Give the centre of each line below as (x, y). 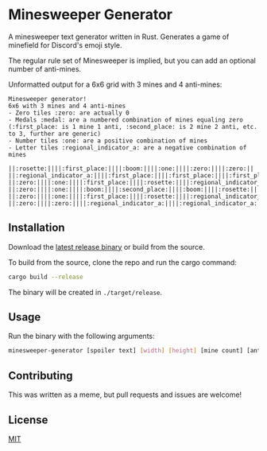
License (28, 420)
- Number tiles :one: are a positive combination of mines (108, 141)
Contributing (41, 375)
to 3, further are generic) (55, 134)
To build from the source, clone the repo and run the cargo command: (122, 262)
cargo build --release (46, 277)
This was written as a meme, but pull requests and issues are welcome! (125, 395)
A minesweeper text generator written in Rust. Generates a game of (119, 37)
